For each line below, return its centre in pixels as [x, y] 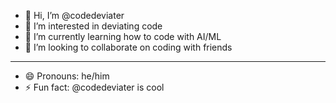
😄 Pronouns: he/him [67, 76]
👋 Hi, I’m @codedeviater [74, 15]
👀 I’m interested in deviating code [93, 26]
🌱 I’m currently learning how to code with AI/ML [123, 36]
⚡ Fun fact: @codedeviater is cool [94, 87]
